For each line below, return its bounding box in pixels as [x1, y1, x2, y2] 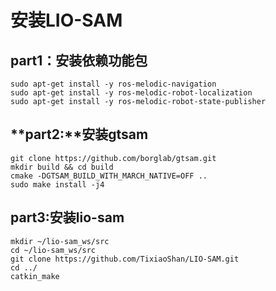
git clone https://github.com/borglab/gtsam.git [10, 153, 217, 163]
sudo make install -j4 [10, 179, 105, 190]
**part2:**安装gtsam [10, 126, 149, 143]
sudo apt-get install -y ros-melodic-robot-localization [10, 88, 253, 98]
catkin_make [10, 271, 60, 281]
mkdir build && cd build [10, 162, 114, 172]
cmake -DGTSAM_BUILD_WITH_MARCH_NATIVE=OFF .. [10, 171, 208, 181]
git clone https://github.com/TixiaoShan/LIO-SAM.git [10, 254, 240, 264]
